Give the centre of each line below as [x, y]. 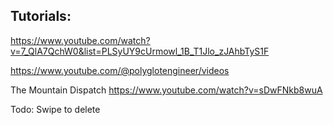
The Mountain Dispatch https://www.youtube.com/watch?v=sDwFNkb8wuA [166, 90]
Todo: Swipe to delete [55, 109]
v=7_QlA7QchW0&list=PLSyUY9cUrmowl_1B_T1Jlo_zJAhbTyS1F [140, 51]
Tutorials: [41, 16]
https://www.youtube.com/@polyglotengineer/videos [120, 70]
